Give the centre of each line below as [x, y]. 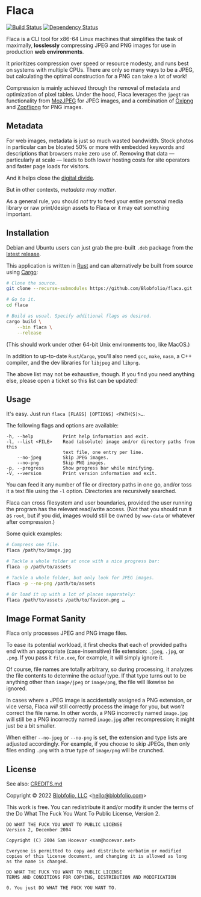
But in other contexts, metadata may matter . [61, 189]
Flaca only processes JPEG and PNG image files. [67, 633]
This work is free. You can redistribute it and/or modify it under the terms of [100, 807]
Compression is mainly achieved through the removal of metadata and [93, 87]
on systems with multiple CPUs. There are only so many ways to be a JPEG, [100, 69]
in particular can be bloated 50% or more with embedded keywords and [95, 147]
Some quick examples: [34, 533]
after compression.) [31, 522]
